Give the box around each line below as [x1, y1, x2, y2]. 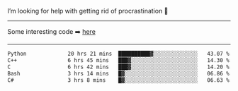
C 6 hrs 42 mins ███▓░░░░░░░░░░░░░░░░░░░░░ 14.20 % [7, 63, 230, 71]
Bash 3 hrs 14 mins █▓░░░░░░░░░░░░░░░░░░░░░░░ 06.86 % [7, 70, 230, 77]
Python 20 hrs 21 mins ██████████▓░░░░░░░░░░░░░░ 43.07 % [7, 50, 230, 57]
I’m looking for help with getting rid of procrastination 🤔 [7, 7, 169, 15]
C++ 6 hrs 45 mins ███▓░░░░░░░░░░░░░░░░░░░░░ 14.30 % [7, 56, 230, 63]
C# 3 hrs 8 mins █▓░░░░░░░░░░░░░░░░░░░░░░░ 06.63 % [7, 76, 230, 84]
